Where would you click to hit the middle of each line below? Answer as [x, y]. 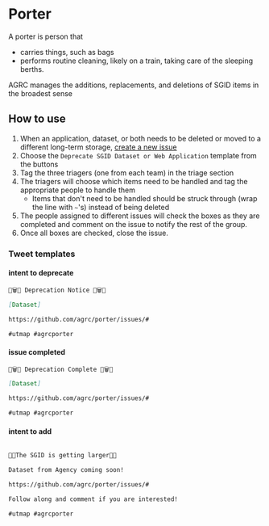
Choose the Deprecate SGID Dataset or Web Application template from [139, 155]
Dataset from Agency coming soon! [66, 470]
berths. [32, 69]
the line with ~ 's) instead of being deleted [101, 207]
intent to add [30, 431]
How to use [37, 119]
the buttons [39, 164]
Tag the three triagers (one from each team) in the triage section [127, 173]
